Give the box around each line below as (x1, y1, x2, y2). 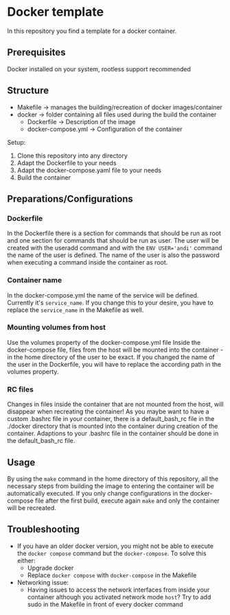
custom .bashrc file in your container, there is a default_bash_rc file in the (7, 415, 215, 423)
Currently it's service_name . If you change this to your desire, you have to (7, 298, 214, 306)
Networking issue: (16, 578, 69, 586)
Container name (7, 276, 62, 285)
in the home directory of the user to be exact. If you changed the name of (7, 352, 215, 361)
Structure (7, 85, 49, 97)
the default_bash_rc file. (7, 437, 76, 445)
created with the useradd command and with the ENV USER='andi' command (7, 244, 222, 252)
